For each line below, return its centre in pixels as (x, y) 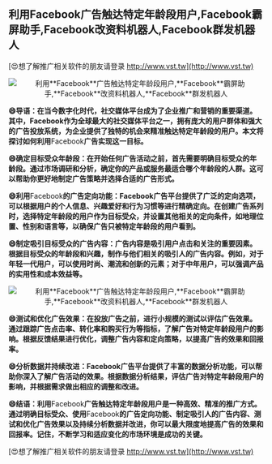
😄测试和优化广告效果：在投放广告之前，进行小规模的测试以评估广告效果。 (133, 318)
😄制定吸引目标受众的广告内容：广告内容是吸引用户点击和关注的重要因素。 (133, 243)
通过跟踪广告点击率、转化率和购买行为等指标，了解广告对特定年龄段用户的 (132, 329)
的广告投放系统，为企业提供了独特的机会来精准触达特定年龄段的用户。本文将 (136, 131)
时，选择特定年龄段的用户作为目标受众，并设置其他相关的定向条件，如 (125, 216)
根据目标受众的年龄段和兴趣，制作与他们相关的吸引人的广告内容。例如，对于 (136, 253)
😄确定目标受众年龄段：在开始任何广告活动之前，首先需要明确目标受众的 (129, 158)
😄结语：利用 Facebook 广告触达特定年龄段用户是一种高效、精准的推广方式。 (135, 403)
